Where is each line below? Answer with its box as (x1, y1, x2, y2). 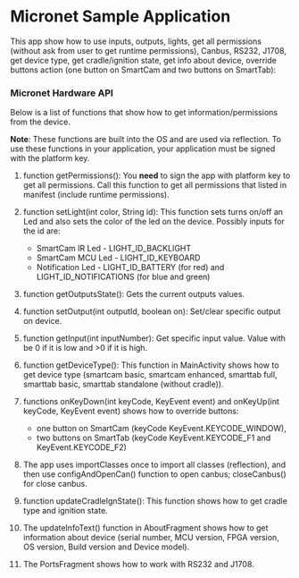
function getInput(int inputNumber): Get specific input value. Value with (22, 333, 287, 344)
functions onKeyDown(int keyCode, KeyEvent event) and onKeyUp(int (22, 396, 279, 407)
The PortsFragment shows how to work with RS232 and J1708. (22, 559, 255, 570)
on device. (22, 316, 62, 327)
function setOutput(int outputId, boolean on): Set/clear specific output (22, 306, 281, 317)
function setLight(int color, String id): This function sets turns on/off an (22, 207, 284, 217)
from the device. (10, 116, 71, 127)
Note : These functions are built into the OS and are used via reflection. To (10, 134, 282, 145)
